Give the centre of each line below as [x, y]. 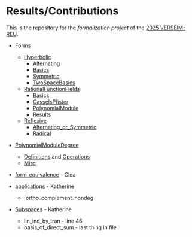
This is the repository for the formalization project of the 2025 [83, 28]
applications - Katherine [45, 186]
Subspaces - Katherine [43, 209]
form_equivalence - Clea [45, 174]
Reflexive [35, 120]
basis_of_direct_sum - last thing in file [70, 227]
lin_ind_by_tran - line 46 [53, 221]
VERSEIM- [173, 28]
